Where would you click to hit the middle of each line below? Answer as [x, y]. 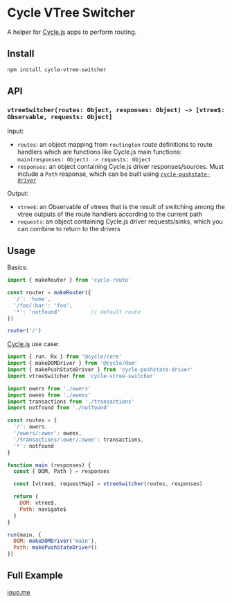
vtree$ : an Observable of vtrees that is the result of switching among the [121, 207]
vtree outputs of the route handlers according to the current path [110, 214]
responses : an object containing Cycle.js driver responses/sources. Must [121, 167]
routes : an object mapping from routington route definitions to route [115, 145]
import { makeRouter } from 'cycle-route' [69, 280]
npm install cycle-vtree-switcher [57, 70]
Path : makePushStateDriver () [55, 548]
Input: [16, 131]
